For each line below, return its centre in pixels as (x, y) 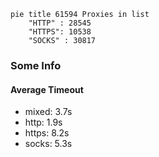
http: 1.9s (43, 122)
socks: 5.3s (48, 144)
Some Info (36, 65)
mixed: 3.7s (48, 112)
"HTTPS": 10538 (60, 32)
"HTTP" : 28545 (60, 23)
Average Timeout (47, 89)
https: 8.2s (47, 133)
